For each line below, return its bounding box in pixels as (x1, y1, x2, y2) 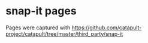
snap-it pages (5, 4, 77, 18)
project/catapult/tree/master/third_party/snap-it (5, 30, 123, 37)
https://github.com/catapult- (71, 24, 142, 31)
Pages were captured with (5, 24, 71, 31)
